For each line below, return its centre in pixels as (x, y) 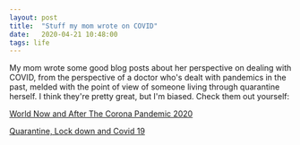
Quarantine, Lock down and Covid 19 (77, 132)
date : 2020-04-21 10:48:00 (64, 34)
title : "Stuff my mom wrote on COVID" (84, 26)
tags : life (30, 43)
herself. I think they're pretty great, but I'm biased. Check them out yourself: (149, 97)
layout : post (34, 17)
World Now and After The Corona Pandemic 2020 (101, 114)
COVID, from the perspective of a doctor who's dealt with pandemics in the (148, 78)
